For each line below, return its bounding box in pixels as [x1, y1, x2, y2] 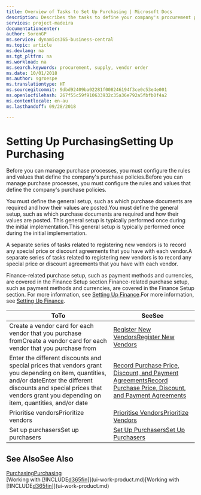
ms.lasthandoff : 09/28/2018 [6, 103, 77, 110]
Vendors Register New [113, 333, 175, 342]
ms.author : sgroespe [6, 76, 58, 82]
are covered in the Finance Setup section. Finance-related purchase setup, [6, 278, 190, 285]
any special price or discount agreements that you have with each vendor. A [6, 248, 193, 255]
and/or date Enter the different [9, 376, 93, 385]
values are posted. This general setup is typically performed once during [6, 217, 186, 224]
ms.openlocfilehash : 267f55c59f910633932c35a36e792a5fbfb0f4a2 [6, 92, 167, 98]
